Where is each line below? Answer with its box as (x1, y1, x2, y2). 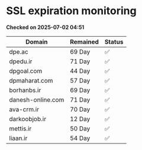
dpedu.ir (9, 57, 33, 66)
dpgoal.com (9, 67, 43, 75)
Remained (70, 37, 99, 45)
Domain (25, 37, 49, 45)
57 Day (70, 76, 91, 84)
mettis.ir (9, 124, 32, 132)
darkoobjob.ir (9, 115, 46, 123)
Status (104, 37, 124, 45)
